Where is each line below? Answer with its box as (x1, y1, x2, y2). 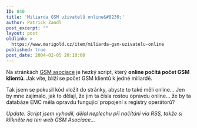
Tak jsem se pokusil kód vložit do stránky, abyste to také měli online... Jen (6, 86, 185, 93)
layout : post (6, 31, 38, 36)
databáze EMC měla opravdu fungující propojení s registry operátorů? (6, 98, 175, 106)
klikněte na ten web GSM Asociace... (6, 116, 95, 123)
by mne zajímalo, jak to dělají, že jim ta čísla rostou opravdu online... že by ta (6, 92, 191, 99)
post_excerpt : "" (6, 25, 49, 31)
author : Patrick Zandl (6, 19, 62, 25)
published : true (6, 47, 46, 53)
